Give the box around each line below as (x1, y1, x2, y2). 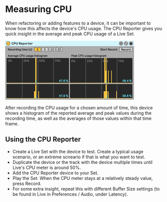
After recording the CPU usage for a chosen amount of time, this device (5, 104, 153, 111)
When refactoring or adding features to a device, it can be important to (5, 20, 151, 26)
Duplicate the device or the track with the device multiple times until (12, 159, 152, 165)
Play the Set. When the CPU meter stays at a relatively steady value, (12, 175, 153, 181)
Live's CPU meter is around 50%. (12, 164, 81, 170)
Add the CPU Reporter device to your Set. (12, 169, 99, 176)
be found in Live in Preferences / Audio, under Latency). (12, 191, 128, 197)
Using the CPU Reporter (5, 135, 81, 144)
